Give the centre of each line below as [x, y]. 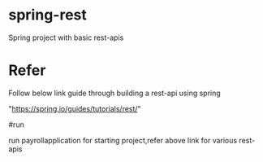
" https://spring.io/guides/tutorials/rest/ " [75, 108]
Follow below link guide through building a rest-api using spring [114, 93]
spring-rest [47, 15]
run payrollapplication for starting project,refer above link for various [123, 140]
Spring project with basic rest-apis [66, 37]
